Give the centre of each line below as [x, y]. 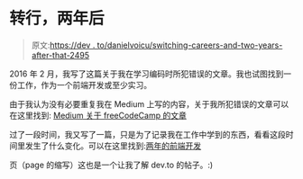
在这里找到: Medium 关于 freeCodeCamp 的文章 [98, 115]
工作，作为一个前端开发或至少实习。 [84, 85]
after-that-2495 [60, 55]
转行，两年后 [57, 18]
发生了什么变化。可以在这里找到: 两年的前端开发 [113, 146]
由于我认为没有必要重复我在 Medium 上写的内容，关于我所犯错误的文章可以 [149, 103]
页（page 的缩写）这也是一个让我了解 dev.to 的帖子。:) [111, 165]
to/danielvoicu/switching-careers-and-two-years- [190, 45]
